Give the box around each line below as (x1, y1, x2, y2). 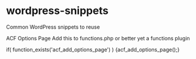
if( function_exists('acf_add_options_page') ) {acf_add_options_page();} (6, 46, 180, 53)
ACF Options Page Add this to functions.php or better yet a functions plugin (6, 34, 190, 41)
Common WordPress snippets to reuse (6, 23, 100, 30)
